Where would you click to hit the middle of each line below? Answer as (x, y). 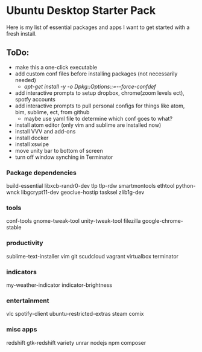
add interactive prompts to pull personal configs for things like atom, (100, 106)
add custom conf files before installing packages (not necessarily (96, 74)
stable (14, 228)
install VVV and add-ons (45, 131)
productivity (25, 243)
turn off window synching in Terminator (64, 157)
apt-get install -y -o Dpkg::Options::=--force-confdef (90, 86)
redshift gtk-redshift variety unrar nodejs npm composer (76, 342)
